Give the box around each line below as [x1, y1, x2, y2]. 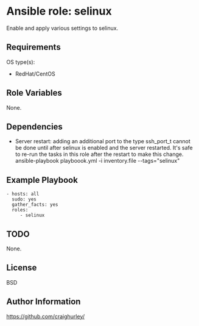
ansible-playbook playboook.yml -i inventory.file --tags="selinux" [15, 157, 180, 165]
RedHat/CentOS [15, 70, 56, 77]
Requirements [6, 42, 61, 52]
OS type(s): [6, 58, 35, 65]
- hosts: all [6, 191, 40, 197]
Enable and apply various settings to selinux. [6, 24, 119, 32]
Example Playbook [6, 175, 78, 185]
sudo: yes [12, 196, 37, 202]
